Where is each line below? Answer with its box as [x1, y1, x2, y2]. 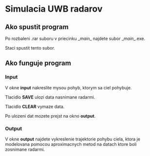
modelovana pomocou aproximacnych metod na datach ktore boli [5, 141, 137, 147]
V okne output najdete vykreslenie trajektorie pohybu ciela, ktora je [5, 136, 140, 142]
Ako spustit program [5, 23, 69, 31]
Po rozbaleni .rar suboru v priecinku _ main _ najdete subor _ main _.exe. [5, 35, 145, 41]
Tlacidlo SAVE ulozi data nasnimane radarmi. [5, 94, 95, 100]
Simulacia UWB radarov [5, 3, 103, 15]
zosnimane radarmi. [5, 146, 45, 152]
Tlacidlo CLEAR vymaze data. [5, 104, 65, 109]
